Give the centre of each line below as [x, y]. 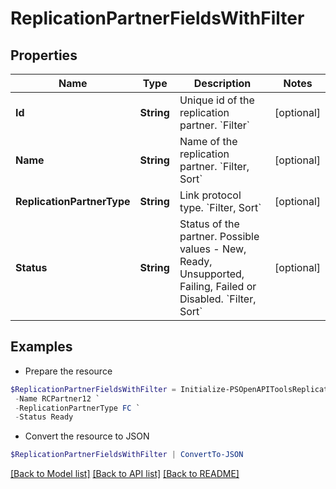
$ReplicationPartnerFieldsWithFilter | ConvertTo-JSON [127, 455]
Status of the [209, 224]
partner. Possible [219, 236]
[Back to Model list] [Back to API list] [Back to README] [125, 474]
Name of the [208, 141]
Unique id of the [217, 100]
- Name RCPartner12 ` [57, 398]
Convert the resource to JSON [87, 436]
